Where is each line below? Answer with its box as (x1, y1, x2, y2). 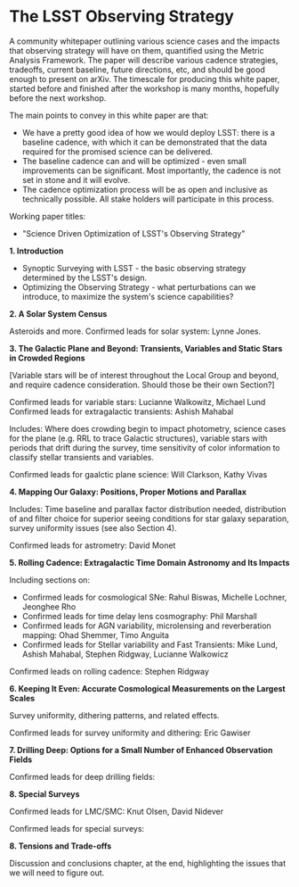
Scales (9, 692, 36, 703)
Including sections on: (9, 574, 91, 585)
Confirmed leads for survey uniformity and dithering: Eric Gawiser (9, 727, 251, 738)
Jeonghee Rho (21, 601, 77, 612)
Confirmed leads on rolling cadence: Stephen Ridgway (9, 666, 209, 676)
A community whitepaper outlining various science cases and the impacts (9, 36, 280, 46)
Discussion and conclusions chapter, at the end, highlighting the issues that (9, 858, 287, 868)
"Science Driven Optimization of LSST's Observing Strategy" (21, 228, 246, 238)
